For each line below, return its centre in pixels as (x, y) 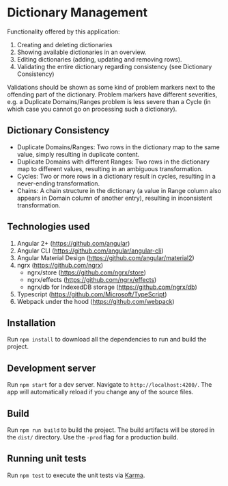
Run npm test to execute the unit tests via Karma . (76, 475)
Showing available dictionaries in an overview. (82, 52)
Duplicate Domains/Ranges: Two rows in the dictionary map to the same (118, 147)
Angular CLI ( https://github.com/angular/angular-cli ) (90, 251)
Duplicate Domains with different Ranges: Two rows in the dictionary (113, 162)
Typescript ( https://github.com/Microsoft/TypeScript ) (92, 294)
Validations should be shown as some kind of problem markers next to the (111, 87)
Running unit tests (47, 459)
